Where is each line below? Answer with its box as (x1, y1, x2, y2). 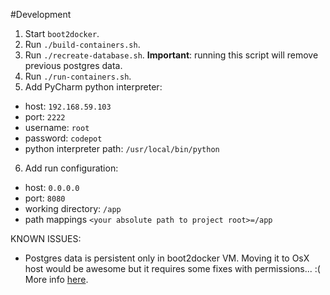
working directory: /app (24, 203, 122, 214)
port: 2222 (24, 111, 66, 123)
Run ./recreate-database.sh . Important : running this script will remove (24, 49, 319, 61)
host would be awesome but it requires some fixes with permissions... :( (24, 263, 321, 274)
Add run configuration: (24, 162, 119, 174)
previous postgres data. (24, 60, 123, 71)
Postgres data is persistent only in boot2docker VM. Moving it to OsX (24, 252, 310, 264)
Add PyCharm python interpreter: (24, 81, 163, 93)
